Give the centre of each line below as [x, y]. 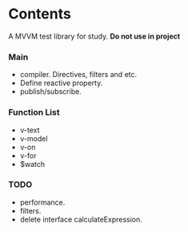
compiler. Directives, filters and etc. [78, 75]
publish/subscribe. [50, 92]
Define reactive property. [61, 83]
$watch [32, 164]
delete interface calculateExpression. [81, 219]
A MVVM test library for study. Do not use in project [94, 36]
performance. [42, 202]
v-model [34, 138]
